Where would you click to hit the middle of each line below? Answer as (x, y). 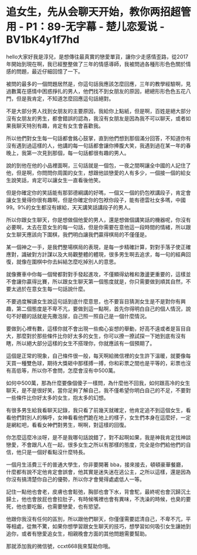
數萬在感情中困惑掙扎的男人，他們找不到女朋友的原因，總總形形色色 (93, 91)
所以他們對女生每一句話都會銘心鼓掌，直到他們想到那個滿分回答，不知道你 (96, 138)
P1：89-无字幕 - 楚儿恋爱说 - (96, 27)
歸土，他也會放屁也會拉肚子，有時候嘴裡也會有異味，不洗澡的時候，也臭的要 (98, 499)
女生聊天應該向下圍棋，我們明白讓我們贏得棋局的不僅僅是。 (78, 234)
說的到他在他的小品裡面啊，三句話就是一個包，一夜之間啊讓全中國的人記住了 (98, 165)
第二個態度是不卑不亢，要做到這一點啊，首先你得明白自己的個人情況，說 (103, 309)
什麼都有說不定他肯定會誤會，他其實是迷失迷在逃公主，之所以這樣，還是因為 (98, 472)
